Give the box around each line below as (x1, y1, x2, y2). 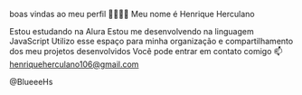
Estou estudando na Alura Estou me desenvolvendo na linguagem (9, 26, 255, 36)
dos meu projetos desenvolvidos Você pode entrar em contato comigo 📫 (9, 46, 283, 56)
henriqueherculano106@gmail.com (9, 59, 139, 70)
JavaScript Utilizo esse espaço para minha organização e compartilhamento (9, 36, 294, 46)
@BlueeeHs (9, 77, 53, 87)
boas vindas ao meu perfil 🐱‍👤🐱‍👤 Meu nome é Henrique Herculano (9, 9, 255, 19)
